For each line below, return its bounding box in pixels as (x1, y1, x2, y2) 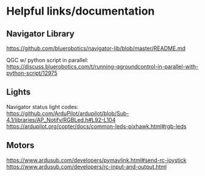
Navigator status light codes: (6, 103, 79, 110)
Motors (6, 140, 35, 150)
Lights (6, 87, 31, 97)
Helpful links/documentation (6, 4, 155, 18)
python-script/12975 (6, 69, 58, 77)
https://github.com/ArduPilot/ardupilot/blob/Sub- (6, 110, 129, 117)
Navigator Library (6, 29, 75, 39)
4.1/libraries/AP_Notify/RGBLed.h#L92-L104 (6, 116, 116, 123)
